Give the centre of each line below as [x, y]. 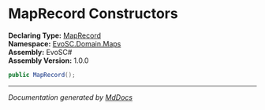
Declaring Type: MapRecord [54, 35]
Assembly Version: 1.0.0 [49, 60]
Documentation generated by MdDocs [70, 97]
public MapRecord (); [42, 75]
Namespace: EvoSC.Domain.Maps [65, 43]
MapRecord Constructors [93, 14]
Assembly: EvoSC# [40, 52]
